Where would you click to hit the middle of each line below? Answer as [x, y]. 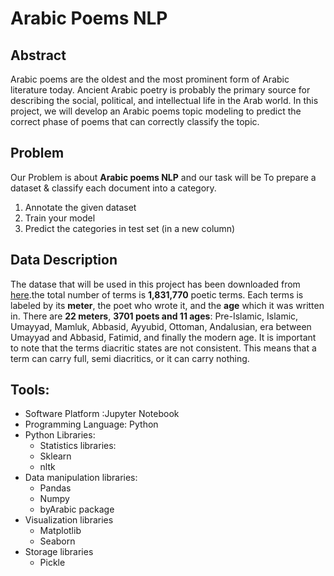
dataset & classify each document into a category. [113, 188]
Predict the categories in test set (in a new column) [130, 228]
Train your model [60, 218]
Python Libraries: [60, 435]
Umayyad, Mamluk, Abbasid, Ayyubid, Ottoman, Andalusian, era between [161, 326]
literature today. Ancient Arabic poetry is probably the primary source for [160, 90]
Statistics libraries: [78, 446]
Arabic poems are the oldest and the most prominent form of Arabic [150, 79]
